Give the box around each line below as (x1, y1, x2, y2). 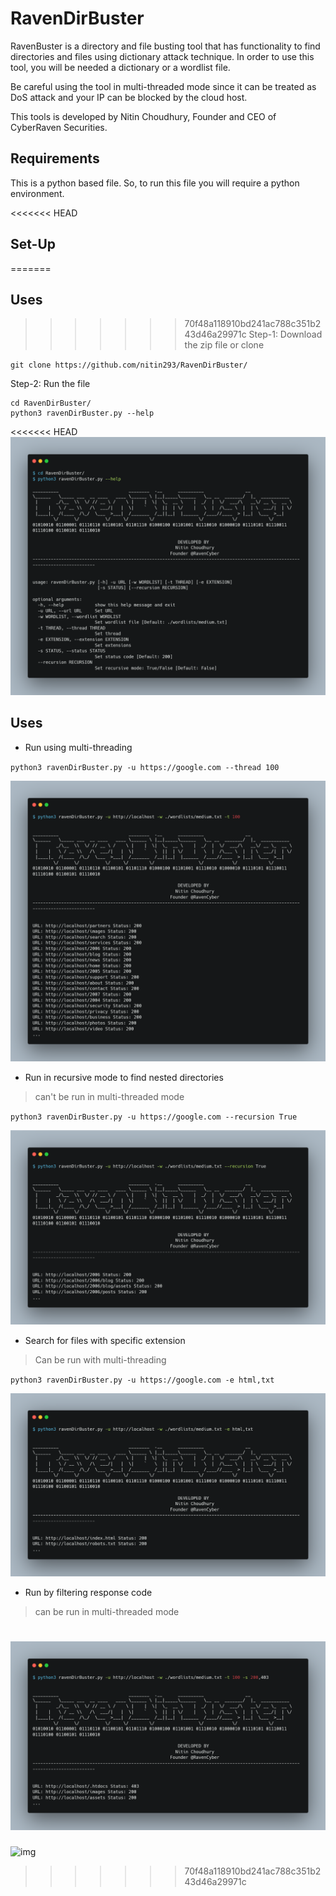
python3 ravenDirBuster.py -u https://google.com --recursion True (10, 1112, 298, 1122)
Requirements (10, 150, 100, 167)
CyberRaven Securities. (10, 121, 108, 133)
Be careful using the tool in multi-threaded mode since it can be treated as (10, 80, 317, 92)
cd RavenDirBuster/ (10, 398, 92, 409)
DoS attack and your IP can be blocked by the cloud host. (10, 91, 248, 103)
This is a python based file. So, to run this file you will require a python (10, 177, 300, 189)
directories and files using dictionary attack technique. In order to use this (10, 50, 315, 62)
